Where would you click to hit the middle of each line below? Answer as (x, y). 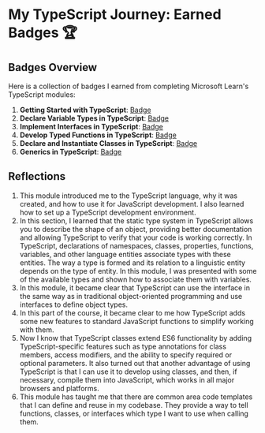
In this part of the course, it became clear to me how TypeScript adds (132, 312)
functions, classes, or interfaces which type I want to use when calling (134, 413)
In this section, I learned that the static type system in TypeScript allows (136, 220)
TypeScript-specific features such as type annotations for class (123, 346)
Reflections (37, 176)
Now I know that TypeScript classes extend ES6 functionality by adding (136, 338)
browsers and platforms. (60, 388)
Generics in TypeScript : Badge (71, 152)
